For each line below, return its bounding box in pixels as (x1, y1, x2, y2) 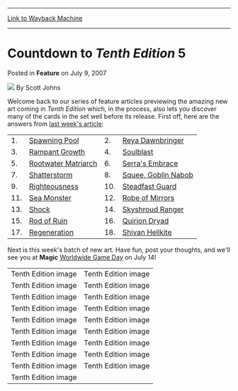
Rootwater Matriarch (29, 158, 98, 168)
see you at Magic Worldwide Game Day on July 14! (7, 252, 157, 262)
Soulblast (122, 146, 154, 156)
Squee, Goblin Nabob (122, 170, 193, 180)
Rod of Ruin (29, 216, 68, 226)
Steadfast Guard (122, 181, 177, 191)
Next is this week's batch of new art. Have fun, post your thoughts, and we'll (7, 245, 230, 254)
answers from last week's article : (7, 119, 104, 128)
